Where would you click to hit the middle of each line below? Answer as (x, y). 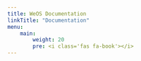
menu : (15, 27)
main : (28, 33)
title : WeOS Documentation (47, 14)
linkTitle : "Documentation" (49, 20)
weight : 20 (49, 40)
